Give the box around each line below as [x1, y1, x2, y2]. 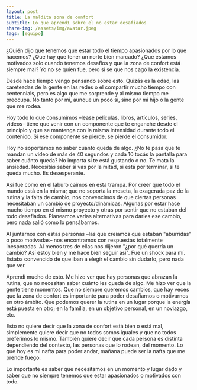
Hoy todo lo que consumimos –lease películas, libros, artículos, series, [6, 114, 177, 122]
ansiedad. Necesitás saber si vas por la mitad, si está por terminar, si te [6, 164, 180, 171]
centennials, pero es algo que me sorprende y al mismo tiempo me [6, 90, 169, 97]
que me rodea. [6, 103, 42, 110]
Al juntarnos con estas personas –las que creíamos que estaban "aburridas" [6, 231, 192, 238]
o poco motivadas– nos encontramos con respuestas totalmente [6, 236, 163, 244]
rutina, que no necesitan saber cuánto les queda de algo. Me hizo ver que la [6, 280, 192, 287]
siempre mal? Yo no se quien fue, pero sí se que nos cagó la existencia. [6, 66, 180, 73]
